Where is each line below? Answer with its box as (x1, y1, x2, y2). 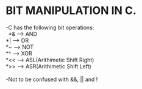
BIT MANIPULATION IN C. (5, 4, 137, 18)
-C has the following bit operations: (5, 24, 94, 31)
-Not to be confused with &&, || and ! (5, 76, 98, 83)
